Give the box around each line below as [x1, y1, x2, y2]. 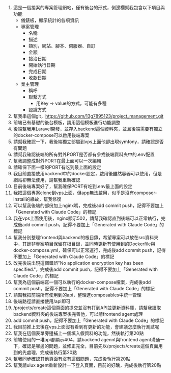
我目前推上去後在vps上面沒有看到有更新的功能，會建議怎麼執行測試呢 [13, 324, 159, 330]
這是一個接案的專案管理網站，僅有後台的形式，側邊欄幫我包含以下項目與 [13, 5, 165, 10]
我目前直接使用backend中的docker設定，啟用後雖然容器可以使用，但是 [13, 171, 162, 176]
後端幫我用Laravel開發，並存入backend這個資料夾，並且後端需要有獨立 [13, 126, 163, 132]
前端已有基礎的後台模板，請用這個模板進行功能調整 [13, 120, 121, 125]
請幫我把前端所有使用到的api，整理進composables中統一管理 [13, 292, 142, 298]
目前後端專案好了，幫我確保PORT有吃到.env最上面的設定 [13, 183, 133, 189]
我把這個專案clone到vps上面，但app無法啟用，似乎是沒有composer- [13, 190, 157, 196]
